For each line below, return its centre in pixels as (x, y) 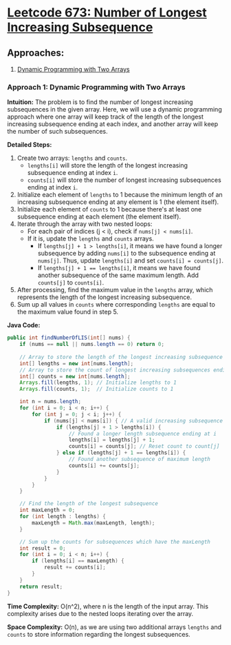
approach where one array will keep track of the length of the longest (106, 117)
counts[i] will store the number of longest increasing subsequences (124, 180)
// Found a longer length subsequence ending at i (142, 433)
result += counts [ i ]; (75, 567)
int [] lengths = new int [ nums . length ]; (77, 363)
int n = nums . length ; (50, 402)
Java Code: (24, 325)
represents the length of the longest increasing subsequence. (104, 297)
